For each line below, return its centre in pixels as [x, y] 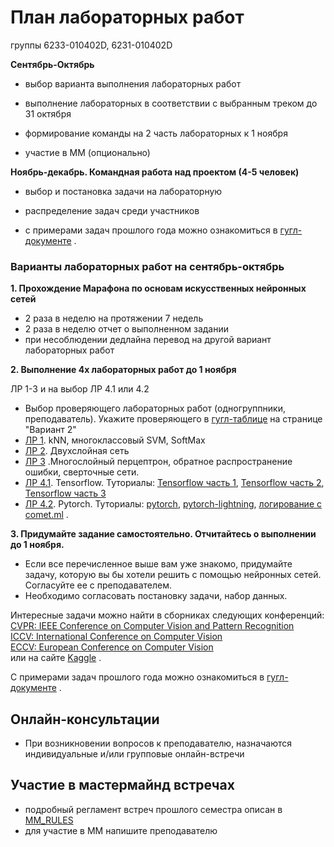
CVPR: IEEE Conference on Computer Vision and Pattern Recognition [152, 626]
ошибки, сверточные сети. [82, 472]
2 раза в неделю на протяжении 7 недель [114, 318]
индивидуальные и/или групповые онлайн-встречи [134, 754]
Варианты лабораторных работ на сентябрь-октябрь [147, 266]
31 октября [48, 113]
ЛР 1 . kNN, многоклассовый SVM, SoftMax [115, 440]
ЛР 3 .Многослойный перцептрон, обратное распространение [158, 462]
